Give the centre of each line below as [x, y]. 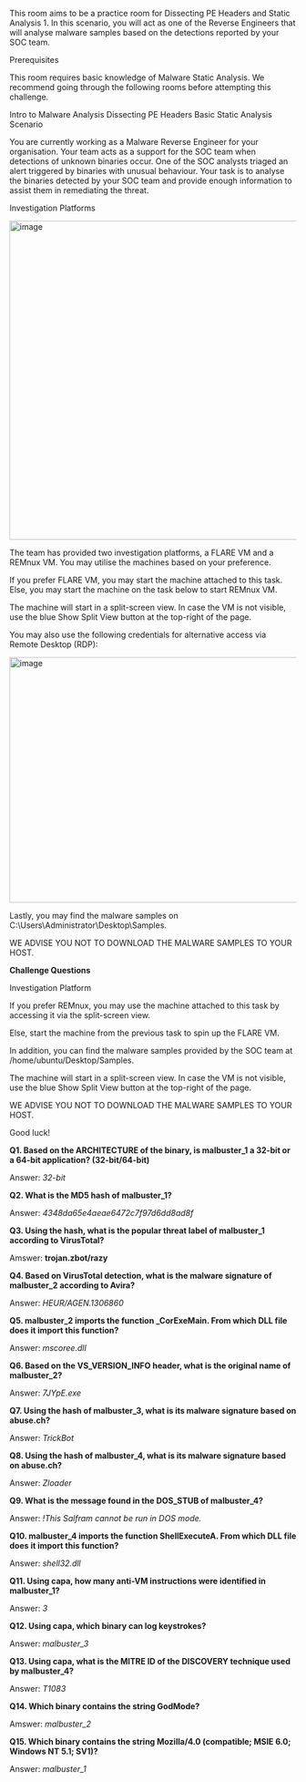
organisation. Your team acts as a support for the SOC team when [133, 151]
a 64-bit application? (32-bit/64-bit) [80, 1160]
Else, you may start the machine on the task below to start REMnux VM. [143, 590]
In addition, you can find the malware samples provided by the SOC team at [151, 1051]
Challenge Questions [50, 970]
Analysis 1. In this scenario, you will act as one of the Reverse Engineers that [153, 23]
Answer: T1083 [38, 1689]
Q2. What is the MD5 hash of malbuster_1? [91, 1195]
